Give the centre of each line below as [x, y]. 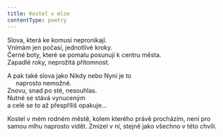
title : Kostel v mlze [39, 14]
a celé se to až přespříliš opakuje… [57, 105]
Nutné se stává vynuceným [46, 97]
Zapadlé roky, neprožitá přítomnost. [59, 62]
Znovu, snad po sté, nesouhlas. [52, 90]
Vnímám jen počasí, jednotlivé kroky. [60, 47]
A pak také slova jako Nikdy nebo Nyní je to [69, 75]
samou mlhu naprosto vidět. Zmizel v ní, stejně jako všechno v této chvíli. [112, 126]
